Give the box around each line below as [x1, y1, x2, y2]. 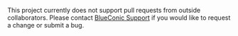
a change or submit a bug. [7, 21, 85, 29]
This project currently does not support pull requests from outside [7, 6, 201, 14]
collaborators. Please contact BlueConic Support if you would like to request [7, 13, 231, 22]
